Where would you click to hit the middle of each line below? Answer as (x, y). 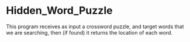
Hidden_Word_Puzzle (59, 11)
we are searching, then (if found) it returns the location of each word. (89, 32)
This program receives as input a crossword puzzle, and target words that (95, 26)
